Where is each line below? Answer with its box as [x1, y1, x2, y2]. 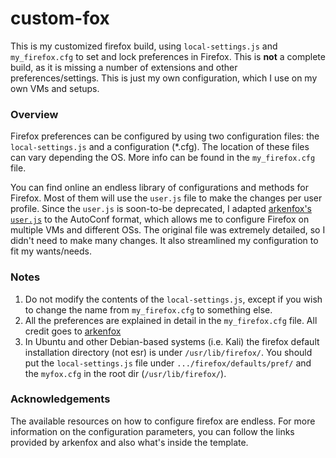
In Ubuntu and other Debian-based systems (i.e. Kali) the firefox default [24, 335, 320, 347]
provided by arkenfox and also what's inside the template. [10, 436, 249, 448]
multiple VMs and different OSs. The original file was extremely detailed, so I [10, 224, 326, 236]
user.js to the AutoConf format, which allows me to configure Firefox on [10, 213, 310, 226]
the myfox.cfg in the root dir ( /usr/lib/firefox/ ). [24, 367, 227, 379]
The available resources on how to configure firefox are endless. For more [10, 415, 316, 427]
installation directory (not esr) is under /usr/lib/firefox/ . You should [24, 346, 313, 358]
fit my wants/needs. [10, 245, 93, 257]
